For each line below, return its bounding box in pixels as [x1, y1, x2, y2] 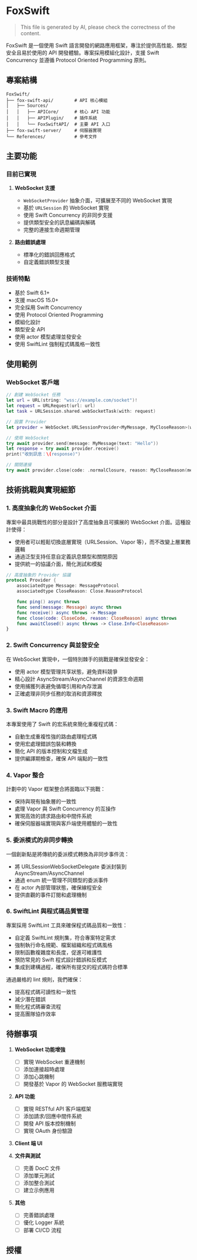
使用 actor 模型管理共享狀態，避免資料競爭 [14, 668, 118, 675]
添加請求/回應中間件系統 [23, 1112, 82, 1119]
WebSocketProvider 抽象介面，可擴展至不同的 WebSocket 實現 [23, 197, 172, 204]
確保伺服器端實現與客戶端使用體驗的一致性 [14, 820, 118, 827]
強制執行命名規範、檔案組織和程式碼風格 [14, 941, 113, 948]
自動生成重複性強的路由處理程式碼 [14, 733, 97, 740]
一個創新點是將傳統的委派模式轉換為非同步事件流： [6, 850, 130, 857]
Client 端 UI [14, 1140, 43, 1147]
